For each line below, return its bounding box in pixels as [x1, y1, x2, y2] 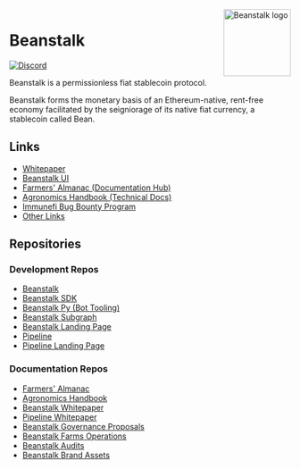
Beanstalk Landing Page [21, 322, 112, 332]
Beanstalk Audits [21, 440, 85, 450]
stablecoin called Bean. [9, 113, 96, 124]
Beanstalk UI [21, 172, 70, 183]
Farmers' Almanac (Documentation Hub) [21, 182, 171, 193]
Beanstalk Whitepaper [21, 402, 104, 413]
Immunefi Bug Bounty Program [21, 201, 137, 212]
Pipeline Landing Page [21, 340, 105, 351]
